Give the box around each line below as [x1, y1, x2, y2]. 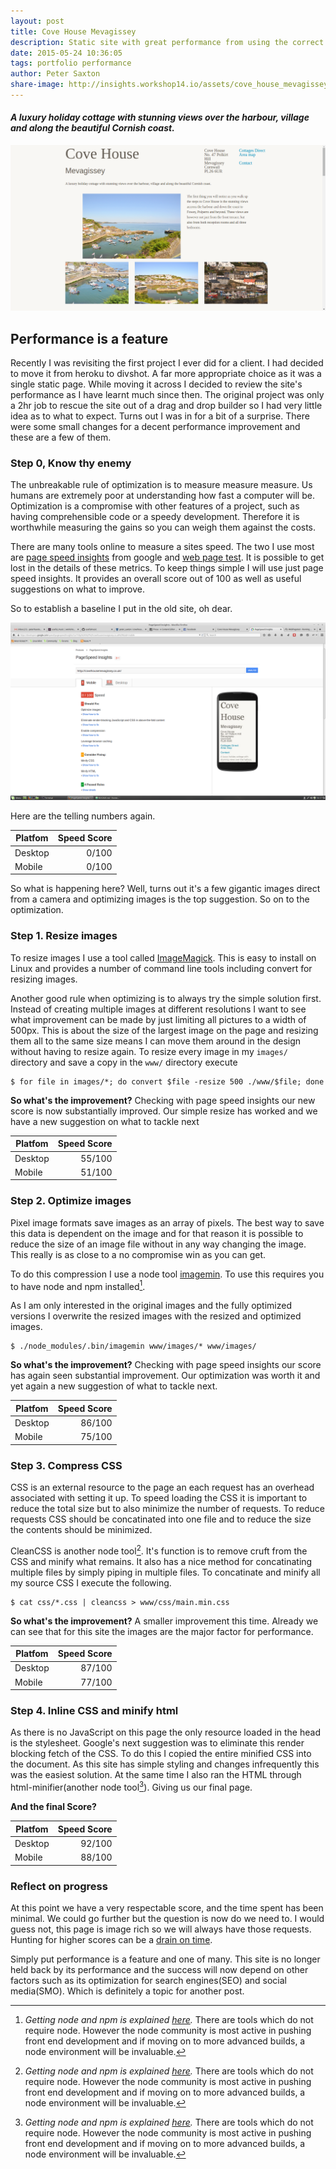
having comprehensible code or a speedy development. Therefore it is [10, 511, 300, 523]
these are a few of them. [10, 431, 112, 444]
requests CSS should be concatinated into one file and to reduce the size [10, 1513, 312, 1525]
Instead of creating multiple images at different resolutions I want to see [10, 1003, 307, 1015]
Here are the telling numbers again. [10, 810, 156, 822]
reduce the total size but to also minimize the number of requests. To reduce [10, 1503, 326, 1515]
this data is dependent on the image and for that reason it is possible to [10, 1227, 304, 1239]
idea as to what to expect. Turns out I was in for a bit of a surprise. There [10, 410, 310, 422]
